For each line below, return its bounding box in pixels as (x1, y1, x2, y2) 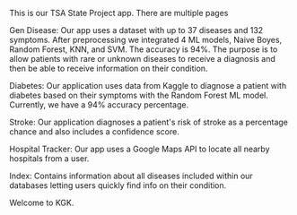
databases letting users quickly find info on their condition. (9, 180, 227, 191)
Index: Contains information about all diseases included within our (9, 170, 253, 181)
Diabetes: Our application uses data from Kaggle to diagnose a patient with (9, 81, 287, 90)
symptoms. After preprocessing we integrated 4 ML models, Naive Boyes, (9, 35, 283, 45)
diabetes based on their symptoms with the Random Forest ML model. (9, 90, 269, 100)
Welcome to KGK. (9, 197, 74, 208)
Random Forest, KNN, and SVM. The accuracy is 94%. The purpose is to (9, 44, 278, 55)
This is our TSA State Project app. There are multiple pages (9, 8, 229, 18)
